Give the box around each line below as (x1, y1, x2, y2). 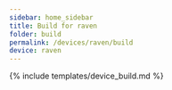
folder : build (9, 29, 62, 38)
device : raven (9, 46, 62, 55)
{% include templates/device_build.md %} (9, 70, 164, 81)
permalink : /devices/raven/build (9, 37, 134, 47)
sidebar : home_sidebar (9, 12, 94, 22)
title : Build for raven (9, 21, 98, 30)
